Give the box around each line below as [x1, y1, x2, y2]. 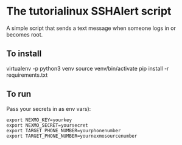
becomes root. [6, 30, 43, 38]
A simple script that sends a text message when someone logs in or [6, 24, 177, 32]
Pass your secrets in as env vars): [6, 105, 91, 112]
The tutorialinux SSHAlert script [6, 4, 172, 18]
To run [6, 89, 32, 99]
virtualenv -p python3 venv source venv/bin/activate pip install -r [6, 65, 169, 72]
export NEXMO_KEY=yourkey [6, 117, 72, 123]
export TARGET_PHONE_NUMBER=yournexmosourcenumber [6, 133, 138, 139]
